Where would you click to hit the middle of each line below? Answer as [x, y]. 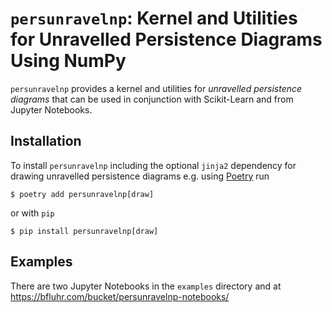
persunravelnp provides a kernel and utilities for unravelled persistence [156, 88]
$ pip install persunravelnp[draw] [84, 231]
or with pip [32, 213]
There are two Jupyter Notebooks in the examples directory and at [146, 286]
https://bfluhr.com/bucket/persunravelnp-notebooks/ [120, 296]
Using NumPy [68, 61]
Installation [46, 141]
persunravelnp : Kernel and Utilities [154, 18]
